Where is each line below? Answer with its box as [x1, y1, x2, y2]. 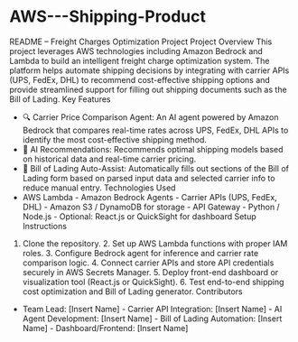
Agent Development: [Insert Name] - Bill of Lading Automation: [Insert [22, 313, 283, 324]
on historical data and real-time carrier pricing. [22, 153, 197, 164]
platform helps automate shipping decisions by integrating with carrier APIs [9, 65, 290, 76]
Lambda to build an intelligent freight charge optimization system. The [9, 55, 270, 66]
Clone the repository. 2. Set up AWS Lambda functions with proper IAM [22, 237, 288, 249]
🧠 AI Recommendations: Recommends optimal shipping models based [22, 143, 284, 154]
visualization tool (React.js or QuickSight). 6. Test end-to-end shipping [22, 276, 284, 287]
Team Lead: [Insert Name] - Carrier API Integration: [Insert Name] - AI [22, 303, 283, 314]
